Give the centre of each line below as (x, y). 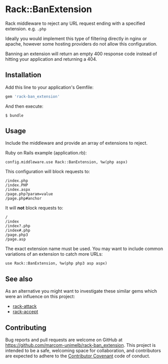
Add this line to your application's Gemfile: (49, 87)
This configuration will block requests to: (48, 172)
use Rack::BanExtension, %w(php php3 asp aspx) (56, 264)
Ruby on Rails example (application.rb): (46, 153)
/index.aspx (18, 190)
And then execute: (24, 106)
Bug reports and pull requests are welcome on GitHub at (64, 340)
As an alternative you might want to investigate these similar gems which (81, 291)
